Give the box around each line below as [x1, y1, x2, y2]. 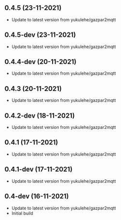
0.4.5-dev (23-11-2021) [4, 31, 76, 39]
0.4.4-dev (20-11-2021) [4, 58, 77, 66]
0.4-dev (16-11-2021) [4, 192, 69, 201]
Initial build [11, 210, 33, 216]
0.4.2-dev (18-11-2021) [4, 111, 75, 120]
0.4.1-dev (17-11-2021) [4, 165, 73, 173]
